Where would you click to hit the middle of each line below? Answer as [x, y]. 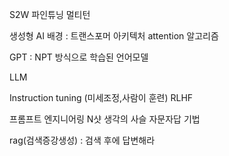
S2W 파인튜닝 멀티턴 [50, 14]
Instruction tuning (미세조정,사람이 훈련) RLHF [101, 97]
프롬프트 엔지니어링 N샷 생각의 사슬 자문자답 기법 [105, 119]
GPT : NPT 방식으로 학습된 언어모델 [79, 57]
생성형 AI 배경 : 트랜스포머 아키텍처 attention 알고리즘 [114, 36]
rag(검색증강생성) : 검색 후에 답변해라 [82, 140]
